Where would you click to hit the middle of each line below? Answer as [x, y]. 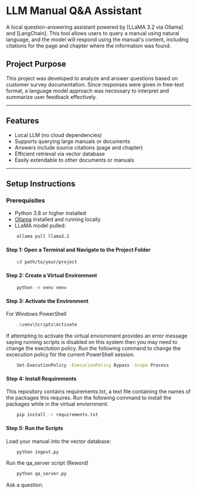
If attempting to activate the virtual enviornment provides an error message [97, 336]
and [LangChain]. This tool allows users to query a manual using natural [93, 33]
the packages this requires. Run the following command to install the [89, 398]
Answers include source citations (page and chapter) [79, 147]
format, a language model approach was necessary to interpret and [88, 91]
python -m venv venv [42, 288]
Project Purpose [36, 64]
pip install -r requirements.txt [57, 415]
